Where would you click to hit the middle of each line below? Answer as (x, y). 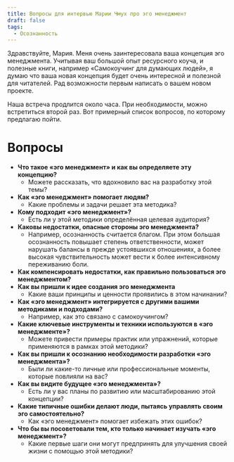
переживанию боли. (58, 264)
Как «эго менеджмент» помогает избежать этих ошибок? (115, 421)
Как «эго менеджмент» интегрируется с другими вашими (108, 302)
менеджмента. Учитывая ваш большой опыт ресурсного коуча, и (105, 61)
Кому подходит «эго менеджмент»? (74, 212)
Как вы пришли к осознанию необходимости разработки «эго (114, 354)
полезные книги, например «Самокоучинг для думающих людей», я (110, 68)
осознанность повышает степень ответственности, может (116, 242)
